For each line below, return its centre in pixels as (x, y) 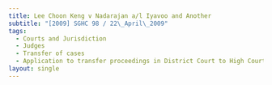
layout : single (34, 69)
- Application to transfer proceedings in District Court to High (130, 62)
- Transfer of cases (50, 53)
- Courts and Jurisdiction (61, 38)
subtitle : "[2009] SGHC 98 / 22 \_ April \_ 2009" (88, 23)
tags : (17, 31)
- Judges (30, 46)
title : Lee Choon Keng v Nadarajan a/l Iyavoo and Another (110, 16)
